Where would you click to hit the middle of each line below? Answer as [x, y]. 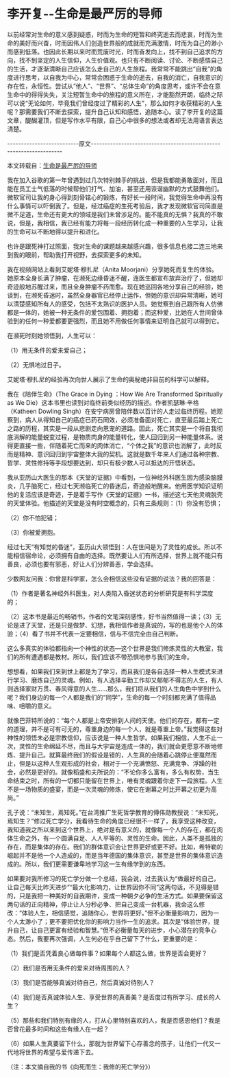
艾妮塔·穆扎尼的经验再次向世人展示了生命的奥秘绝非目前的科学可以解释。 [110, 379]
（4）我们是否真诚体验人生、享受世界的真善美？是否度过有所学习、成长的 [111, 997]
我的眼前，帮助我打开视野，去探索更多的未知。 [79, 254]
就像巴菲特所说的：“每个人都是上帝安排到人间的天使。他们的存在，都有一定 [114, 720]
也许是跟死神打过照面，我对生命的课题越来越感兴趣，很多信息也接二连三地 [112, 246]
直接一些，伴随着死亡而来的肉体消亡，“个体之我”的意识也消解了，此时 [118, 445]
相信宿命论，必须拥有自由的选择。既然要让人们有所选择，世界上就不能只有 [118, 555]
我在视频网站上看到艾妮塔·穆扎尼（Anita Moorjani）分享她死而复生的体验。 [112, 269]
